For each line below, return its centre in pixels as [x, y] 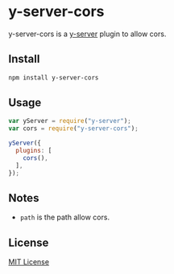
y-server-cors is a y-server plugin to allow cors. [87, 34]
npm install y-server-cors [54, 78]
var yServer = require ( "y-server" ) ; [70, 121]
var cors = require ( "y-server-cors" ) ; [73, 129]
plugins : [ [34, 151]
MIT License [29, 262]
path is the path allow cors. [65, 217]
